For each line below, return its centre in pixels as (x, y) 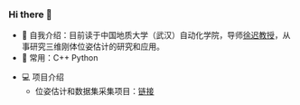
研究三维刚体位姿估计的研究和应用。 (97, 47)
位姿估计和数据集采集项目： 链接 (94, 91)
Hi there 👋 (31, 14)
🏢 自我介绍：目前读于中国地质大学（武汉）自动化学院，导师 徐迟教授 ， (152, 35)
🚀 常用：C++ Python (60, 58)
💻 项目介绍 (43, 77)
